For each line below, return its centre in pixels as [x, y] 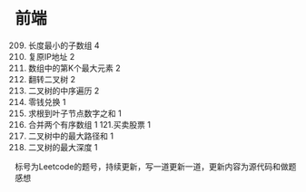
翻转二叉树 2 [52, 79]
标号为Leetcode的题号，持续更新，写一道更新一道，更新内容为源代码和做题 [156, 166]
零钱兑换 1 [47, 101]
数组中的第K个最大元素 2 [74, 68]
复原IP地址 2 [51, 56]
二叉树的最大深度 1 [63, 147]
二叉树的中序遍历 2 [64, 91]
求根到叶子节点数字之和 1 [74, 113]
